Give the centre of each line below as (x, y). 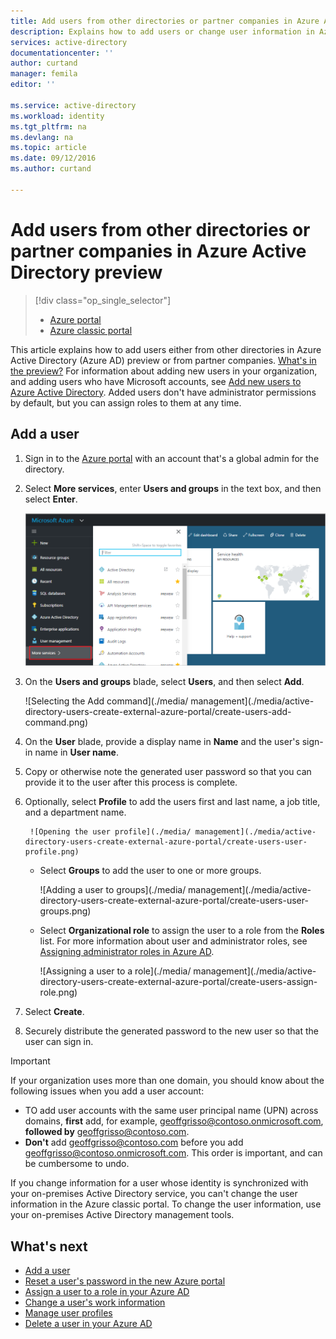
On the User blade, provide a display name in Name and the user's (162, 742)
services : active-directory (69, 42)
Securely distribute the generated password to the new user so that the (172, 1031)
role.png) (58, 992)
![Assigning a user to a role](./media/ (115, 971)
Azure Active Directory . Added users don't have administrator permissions (163, 392)
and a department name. (75, 812)
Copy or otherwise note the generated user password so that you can (168, 772)
